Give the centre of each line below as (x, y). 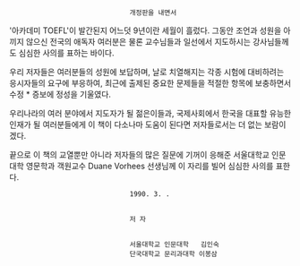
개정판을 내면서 (153, 13)
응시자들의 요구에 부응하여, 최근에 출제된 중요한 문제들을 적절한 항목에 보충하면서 (150, 83)
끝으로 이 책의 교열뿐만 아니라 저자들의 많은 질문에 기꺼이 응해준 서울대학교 (140, 154)
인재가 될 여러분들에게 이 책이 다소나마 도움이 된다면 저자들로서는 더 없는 (136, 124)
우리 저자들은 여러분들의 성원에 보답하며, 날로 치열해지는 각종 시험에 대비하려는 (147, 72)
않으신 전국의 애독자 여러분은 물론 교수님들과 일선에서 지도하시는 (138, 42)
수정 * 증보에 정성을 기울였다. (60, 94)
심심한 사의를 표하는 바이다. (66, 53)
